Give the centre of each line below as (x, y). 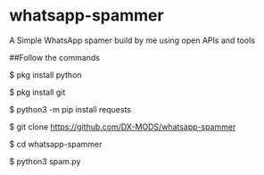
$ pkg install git (37, 92)
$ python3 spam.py (45, 161)
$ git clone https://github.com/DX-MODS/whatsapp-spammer (123, 127)
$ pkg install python (45, 75)
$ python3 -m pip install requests (70, 109)
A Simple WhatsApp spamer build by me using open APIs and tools (132, 40)
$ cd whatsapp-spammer (56, 144)
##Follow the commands (55, 57)
